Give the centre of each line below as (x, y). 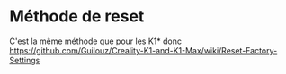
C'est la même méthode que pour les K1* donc (96, 41)
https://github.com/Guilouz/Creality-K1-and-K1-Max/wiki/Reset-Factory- (143, 50)
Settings (25, 60)
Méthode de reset (77, 16)
